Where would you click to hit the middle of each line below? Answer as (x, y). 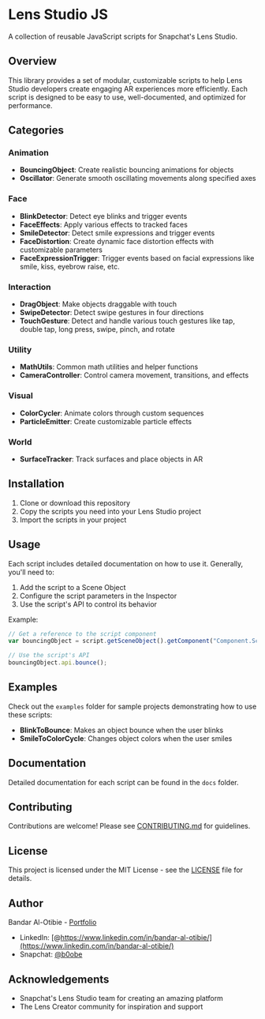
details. (20, 878)
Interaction (30, 287)
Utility (20, 349)
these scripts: (30, 714)
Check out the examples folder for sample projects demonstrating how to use (132, 706)
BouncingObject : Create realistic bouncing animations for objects (127, 170)
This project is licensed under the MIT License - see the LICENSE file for (125, 870)
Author (26, 903)
